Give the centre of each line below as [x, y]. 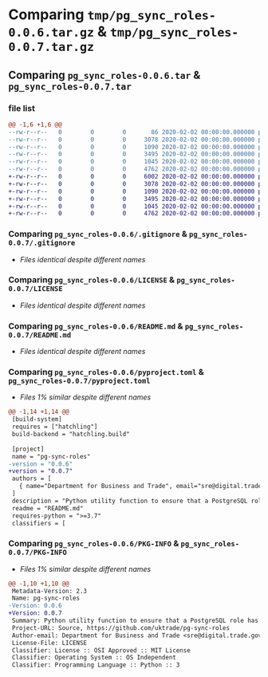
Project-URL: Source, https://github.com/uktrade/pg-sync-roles [120, 628]
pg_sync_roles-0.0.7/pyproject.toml [79, 381]
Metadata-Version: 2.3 [49, 591]
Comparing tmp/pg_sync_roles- [112, 15]
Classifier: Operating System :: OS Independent [94, 658]
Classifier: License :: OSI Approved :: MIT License [101, 650]
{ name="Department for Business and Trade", [96, 486]
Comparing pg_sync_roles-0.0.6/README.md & [96, 326]
